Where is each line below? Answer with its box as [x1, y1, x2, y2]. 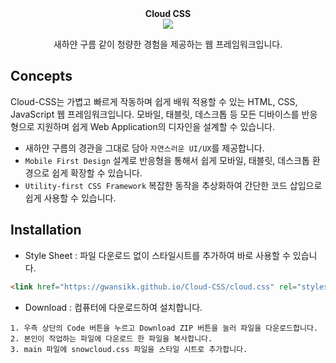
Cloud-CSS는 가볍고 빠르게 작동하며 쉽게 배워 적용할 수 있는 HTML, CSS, [10, 95, 298, 107]
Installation [10, 222, 82, 239]
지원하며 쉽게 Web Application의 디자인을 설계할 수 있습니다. [36, 120, 275, 132]
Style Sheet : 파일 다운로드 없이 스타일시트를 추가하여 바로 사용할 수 [24, 249, 291, 261]
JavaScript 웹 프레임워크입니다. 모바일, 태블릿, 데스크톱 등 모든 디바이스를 [10, 108, 300, 120]
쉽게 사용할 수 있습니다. [24, 192, 117, 204]
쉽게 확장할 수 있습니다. [51, 167, 143, 179]
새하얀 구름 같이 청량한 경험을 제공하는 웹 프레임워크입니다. [53, 38, 283, 50]
